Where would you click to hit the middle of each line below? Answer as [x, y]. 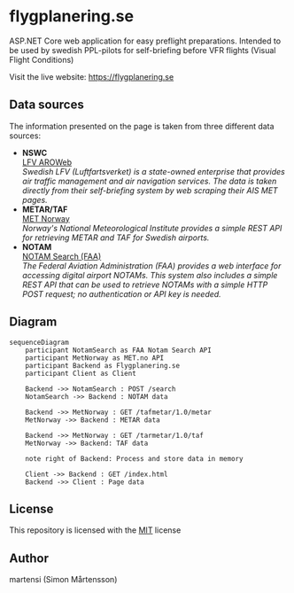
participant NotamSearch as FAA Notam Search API [119, 350]
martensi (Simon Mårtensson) [63, 580]
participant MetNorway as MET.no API [95, 358]
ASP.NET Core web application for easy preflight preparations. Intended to [145, 41]
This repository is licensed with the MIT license [95, 530]
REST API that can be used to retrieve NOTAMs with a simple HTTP [145, 285]
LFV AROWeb [47, 162]
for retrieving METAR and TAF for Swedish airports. [116, 238]
